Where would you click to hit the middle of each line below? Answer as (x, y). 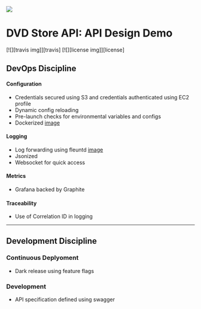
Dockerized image (37, 123)
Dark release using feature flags (54, 271)
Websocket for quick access (50, 162)
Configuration (24, 84)
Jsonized (26, 156)
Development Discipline (52, 241)
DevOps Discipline (41, 69)
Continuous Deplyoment (42, 258)
